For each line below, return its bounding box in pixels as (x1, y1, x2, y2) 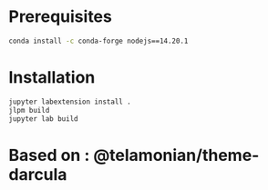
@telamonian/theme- (93, 145, 260, 165)
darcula (8, 164, 67, 185)
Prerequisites (8, 6, 113, 27)
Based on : (8, 145, 90, 165)
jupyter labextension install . (8, 97, 131, 106)
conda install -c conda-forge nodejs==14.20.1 (8, 36, 189, 45)
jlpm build (8, 105, 50, 115)
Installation (8, 67, 96, 87)
